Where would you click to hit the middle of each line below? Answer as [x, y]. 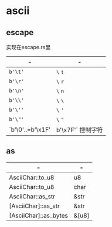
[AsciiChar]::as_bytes [39, 215]
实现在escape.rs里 [28, 47]
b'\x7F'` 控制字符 [79, 130]
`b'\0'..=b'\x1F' [30, 130]
